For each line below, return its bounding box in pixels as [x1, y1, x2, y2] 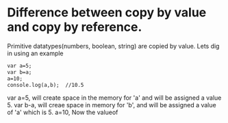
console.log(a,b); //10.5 [7, 81, 84, 88]
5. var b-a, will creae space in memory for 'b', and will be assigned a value [7, 101, 217, 109]
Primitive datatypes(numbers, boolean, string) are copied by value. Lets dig [7, 42, 220, 50]
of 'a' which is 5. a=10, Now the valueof [7, 108, 118, 117]
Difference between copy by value [7, 5, 207, 20]
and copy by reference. [7, 19, 142, 35]
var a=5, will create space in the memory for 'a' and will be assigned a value [7, 94, 222, 102]
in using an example [7, 49, 64, 57]
